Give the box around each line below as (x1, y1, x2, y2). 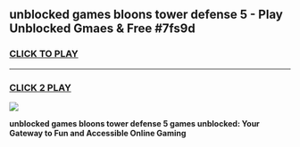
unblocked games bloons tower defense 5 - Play (9, 7, 283, 22)
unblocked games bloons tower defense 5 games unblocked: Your (9, 118, 261, 128)
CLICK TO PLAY (9, 48, 79, 61)
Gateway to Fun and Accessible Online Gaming (9, 127, 187, 138)
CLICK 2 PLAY (9, 81, 71, 94)
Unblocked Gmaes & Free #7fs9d (9, 21, 196, 37)
